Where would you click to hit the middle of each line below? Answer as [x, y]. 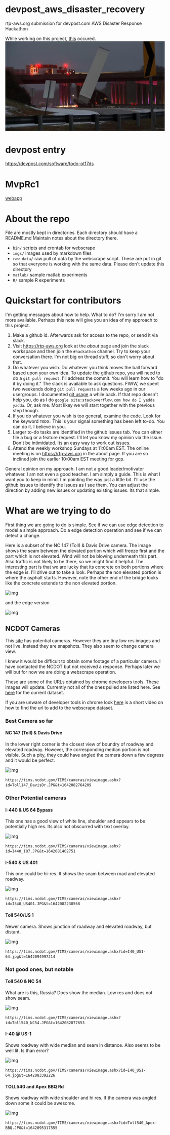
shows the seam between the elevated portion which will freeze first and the [85, 551]
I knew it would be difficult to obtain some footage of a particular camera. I [83, 661]
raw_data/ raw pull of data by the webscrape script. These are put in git [87, 259]
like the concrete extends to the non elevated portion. [61, 583]
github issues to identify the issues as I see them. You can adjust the [77, 485]
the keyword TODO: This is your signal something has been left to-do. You [89, 421]
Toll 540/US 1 [19, 915]
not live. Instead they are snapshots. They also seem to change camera [80, 646]
